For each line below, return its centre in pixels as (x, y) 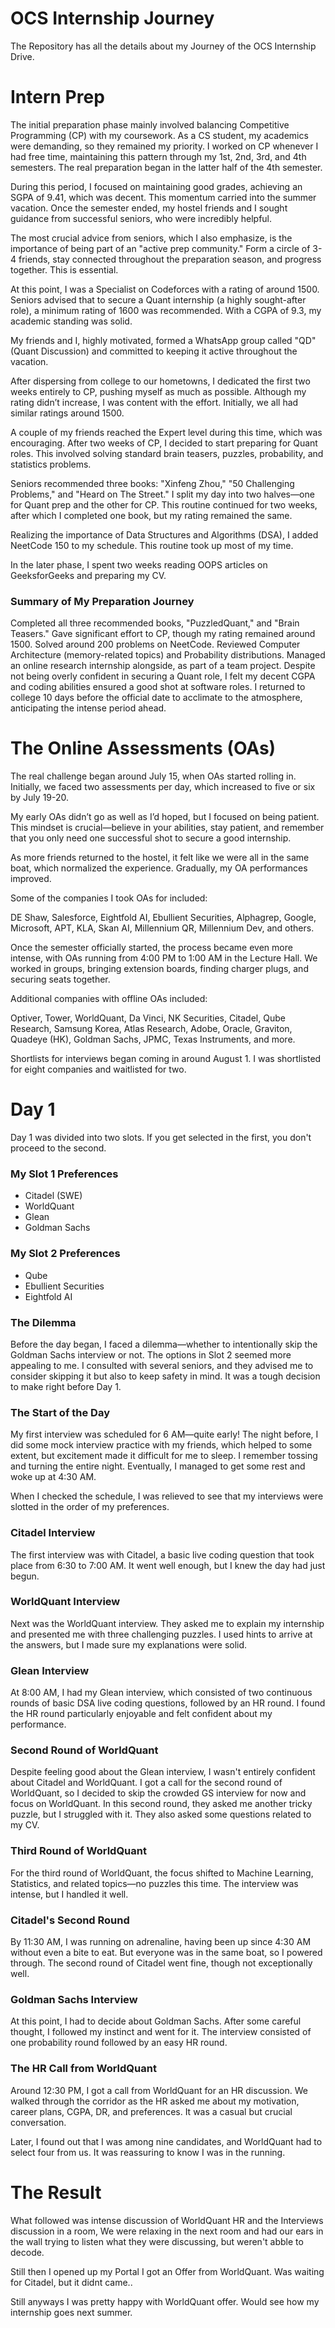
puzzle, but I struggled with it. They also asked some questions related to (161, 1814)
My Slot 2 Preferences (65, 1254)
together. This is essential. (64, 269)
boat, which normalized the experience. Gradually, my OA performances (159, 868)
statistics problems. (51, 464)
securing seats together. (60, 979)
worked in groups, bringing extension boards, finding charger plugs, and (159, 969)
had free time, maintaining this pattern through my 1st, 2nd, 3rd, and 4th (158, 156)
